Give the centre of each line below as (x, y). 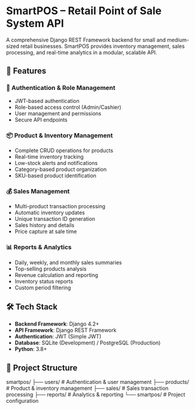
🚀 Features (26, 71)
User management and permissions (58, 113)
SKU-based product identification (55, 175)
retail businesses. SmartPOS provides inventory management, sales (103, 46)
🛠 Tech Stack (32, 307)
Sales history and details (44, 225)
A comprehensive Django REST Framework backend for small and (86, 40)
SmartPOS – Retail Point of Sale (84, 11)
